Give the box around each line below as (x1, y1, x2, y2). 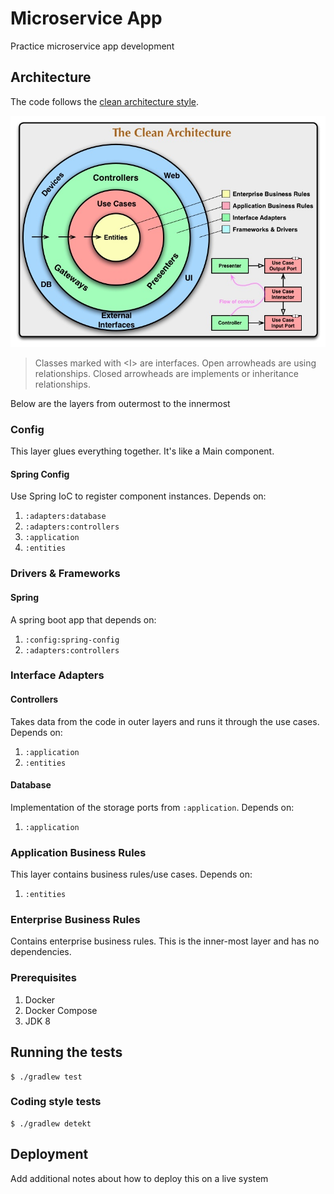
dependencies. (10, 946, 72, 958)
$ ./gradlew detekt (10, 1118, 92, 1129)
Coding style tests (10, 1095, 102, 1109)
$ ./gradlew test (10, 1072, 83, 1082)
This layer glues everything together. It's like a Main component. (10, 445, 275, 457)
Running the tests (10, 1044, 123, 1061)
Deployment (10, 1146, 89, 1163)
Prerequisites (10, 971, 77, 985)
